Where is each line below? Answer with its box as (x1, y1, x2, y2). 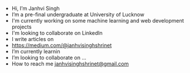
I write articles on (11, 36, 54, 42)
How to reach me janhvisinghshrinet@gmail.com (11, 60, 129, 67)
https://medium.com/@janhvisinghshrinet (11, 42, 112, 49)
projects (11, 23, 32, 30)
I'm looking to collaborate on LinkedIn (11, 30, 103, 36)
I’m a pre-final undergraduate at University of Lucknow (11, 11, 145, 18)
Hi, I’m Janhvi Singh (11, 5, 60, 12)
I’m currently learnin (11, 48, 60, 54)
